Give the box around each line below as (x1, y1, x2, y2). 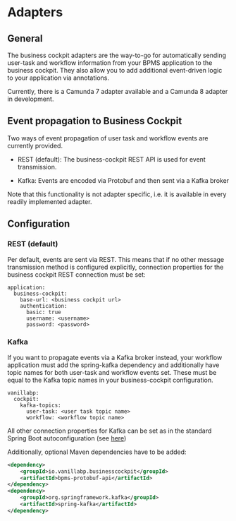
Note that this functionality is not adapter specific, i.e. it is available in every (7, 190, 227, 198)
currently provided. (7, 141, 63, 150)
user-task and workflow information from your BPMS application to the (7, 59, 213, 67)
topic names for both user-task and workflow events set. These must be (7, 368, 217, 376)
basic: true (25, 309, 61, 316)
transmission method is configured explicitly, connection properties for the (7, 263, 224, 271)
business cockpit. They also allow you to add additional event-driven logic (7, 66, 223, 74)
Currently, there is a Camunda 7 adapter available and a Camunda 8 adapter (7, 88, 228, 95)
